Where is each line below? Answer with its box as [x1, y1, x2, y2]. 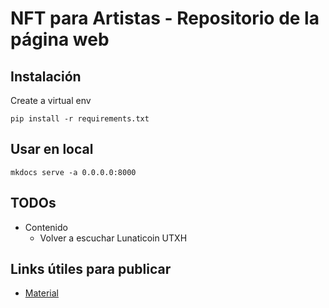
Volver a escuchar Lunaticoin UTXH [39, 232, 188, 244]
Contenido [24, 221, 68, 233]
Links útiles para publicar [10, 261, 172, 278]
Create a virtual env [10, 95, 92, 106]
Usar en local [10, 141, 94, 158]
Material [24, 287, 59, 299]
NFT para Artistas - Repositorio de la [10, 7, 320, 30]
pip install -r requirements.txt [10, 114, 150, 124]
